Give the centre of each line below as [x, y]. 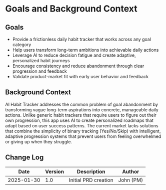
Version [54, 171]
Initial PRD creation [91, 180]
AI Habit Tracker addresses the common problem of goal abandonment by [82, 104]
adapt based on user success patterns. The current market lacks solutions [82, 125]
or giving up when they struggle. [39, 141]
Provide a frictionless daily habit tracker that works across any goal [82, 39]
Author [131, 171]
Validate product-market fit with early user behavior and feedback [80, 76]
